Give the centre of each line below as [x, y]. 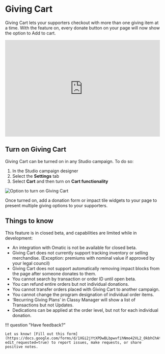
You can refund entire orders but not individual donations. [70, 284]
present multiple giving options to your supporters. [56, 205]
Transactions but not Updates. [43, 305]
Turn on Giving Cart [36, 150]
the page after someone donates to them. [54, 273]
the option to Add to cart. [30, 33]
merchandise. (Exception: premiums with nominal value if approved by [83, 258]
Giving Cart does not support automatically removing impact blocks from [86, 268]
